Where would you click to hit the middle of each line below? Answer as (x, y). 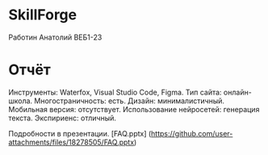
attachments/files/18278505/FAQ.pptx (71, 142)
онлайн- (237, 92)
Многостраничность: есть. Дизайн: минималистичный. (129, 101)
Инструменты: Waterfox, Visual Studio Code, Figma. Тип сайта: (115, 92)
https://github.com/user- (192, 133)
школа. (21, 101)
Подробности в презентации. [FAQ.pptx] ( (80, 133)
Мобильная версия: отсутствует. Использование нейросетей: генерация (134, 109)
